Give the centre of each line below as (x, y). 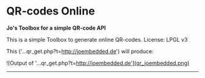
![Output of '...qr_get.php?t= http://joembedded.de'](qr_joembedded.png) (98, 63)
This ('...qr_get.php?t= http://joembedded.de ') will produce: (80, 51)
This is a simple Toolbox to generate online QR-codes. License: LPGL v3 (97, 39)
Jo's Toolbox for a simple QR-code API (56, 28)
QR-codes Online (51, 11)
